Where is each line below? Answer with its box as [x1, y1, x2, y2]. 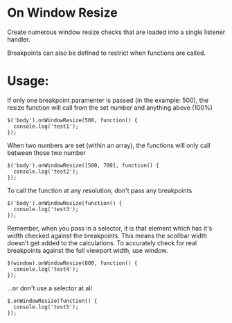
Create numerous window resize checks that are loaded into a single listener [7, 28, 226, 36]
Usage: [7, 73, 50, 89]
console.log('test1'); [13, 123, 79, 130]
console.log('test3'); [13, 206, 79, 213]
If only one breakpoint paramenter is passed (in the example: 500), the [7, 96, 209, 104]
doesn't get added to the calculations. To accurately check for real [7, 238, 197, 247]
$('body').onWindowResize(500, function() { [7, 117, 138, 124]
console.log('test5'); [13, 304, 79, 310]
